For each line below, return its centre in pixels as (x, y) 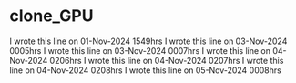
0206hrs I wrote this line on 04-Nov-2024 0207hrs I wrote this (167, 60)
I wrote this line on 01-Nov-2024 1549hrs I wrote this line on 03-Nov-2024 (148, 41)
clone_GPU (51, 16)
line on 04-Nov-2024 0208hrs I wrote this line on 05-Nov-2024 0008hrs (146, 70)
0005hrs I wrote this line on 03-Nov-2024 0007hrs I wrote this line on (140, 50)
